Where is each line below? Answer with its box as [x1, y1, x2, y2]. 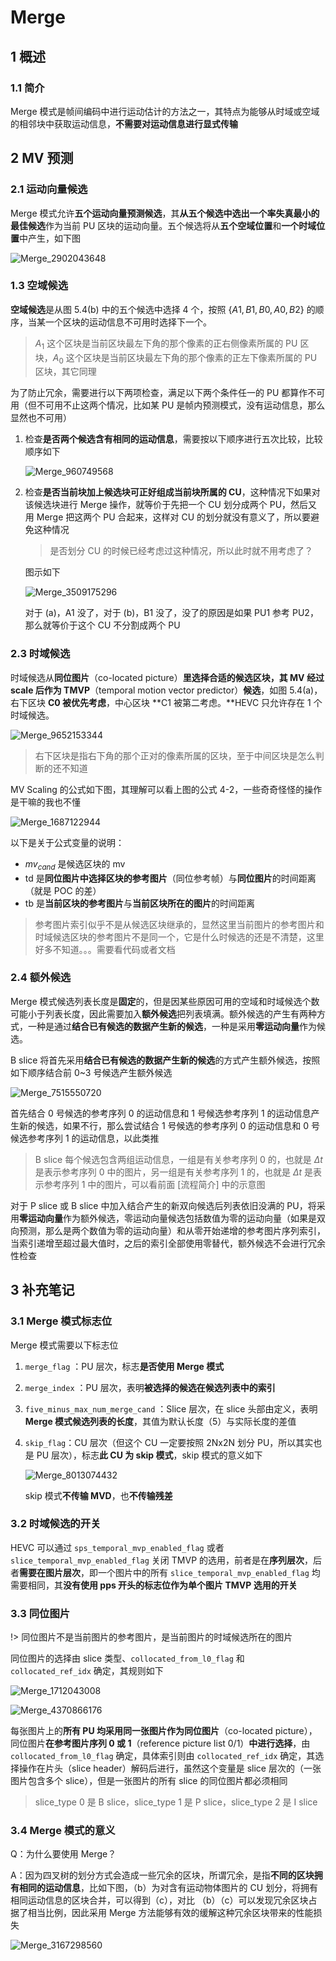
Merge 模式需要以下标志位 [10, 1339, 119, 1351]
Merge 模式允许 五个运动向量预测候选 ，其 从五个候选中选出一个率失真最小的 [10, 207, 320, 219]
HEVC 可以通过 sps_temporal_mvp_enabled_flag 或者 [10, 1541, 225, 1553]
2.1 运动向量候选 [10, 182, 88, 196]
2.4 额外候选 [10, 971, 72, 985]
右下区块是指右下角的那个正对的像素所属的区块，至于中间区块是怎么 [34, 749, 316, 761]
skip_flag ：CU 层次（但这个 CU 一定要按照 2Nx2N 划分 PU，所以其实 [24, 1436, 314, 1448]
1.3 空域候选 [10, 279, 69, 293]
